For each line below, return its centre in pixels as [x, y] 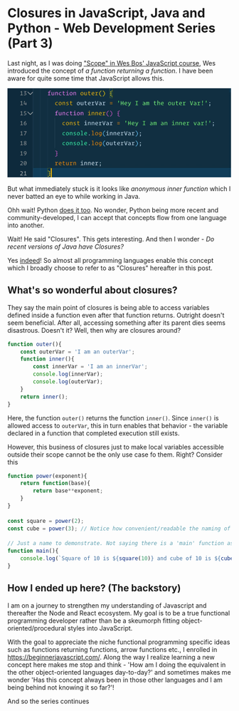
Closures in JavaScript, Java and [106, 13]
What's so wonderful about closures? [92, 290]
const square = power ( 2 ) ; [46, 521]
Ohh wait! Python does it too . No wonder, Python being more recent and [113, 210]
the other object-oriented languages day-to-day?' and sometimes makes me [119, 672]
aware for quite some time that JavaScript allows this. [86, 78]
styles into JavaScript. [100, 628]
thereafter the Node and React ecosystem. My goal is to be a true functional [119, 613]
